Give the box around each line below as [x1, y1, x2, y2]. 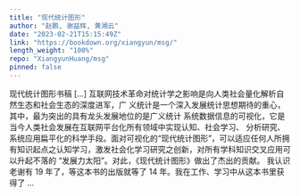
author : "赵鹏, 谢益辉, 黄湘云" [9, 21, 119, 30]
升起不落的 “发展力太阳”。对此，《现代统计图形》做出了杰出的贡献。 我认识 [16, 155, 291, 166]
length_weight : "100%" [9, 46, 94, 55]
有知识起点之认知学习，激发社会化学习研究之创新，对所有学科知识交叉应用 [9, 143, 283, 154]
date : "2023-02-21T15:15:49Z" [9, 29, 122, 38]
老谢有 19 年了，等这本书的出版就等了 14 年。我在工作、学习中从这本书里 [9, 166, 277, 176]
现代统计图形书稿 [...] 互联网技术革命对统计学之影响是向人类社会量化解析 [9, 88, 277, 99]
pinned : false [9, 63, 62, 72]
